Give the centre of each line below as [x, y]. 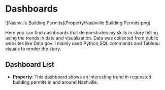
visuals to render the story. [33, 49]
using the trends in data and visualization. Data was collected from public [82, 38]
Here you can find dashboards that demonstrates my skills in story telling [82, 32]
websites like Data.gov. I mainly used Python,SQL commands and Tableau [82, 43]
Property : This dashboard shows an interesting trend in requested [82, 77]
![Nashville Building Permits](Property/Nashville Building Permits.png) [78, 23]
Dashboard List [30, 64]
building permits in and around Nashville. [55, 82]
